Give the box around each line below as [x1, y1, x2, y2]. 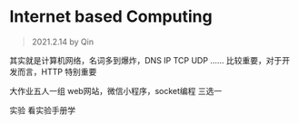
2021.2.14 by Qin [31, 36, 94, 47]
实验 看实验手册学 [9, 104, 75, 115]
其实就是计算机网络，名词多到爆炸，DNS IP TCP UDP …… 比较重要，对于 [9, 54, 283, 65]
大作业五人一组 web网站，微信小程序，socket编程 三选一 [9, 85, 223, 96]
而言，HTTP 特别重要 [16, 66, 97, 77]
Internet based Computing [9, 6, 213, 27]
